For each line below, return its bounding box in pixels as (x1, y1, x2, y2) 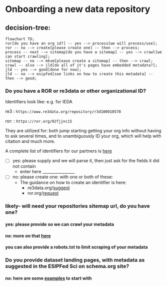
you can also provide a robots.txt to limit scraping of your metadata (5, 244, 148, 250)
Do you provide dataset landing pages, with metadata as (5, 257, 145, 264)
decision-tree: (5, 23, 51, 32)
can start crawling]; (5, 54, 50, 59)
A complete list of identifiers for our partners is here (5, 148, 112, 154)
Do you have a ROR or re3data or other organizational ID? (5, 87, 146, 94)
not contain (12, 163, 36, 169)
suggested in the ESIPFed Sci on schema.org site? (5, 263, 129, 270)
